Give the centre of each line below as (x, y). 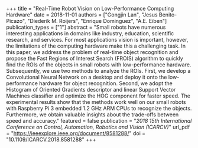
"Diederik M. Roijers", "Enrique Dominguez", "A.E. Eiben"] (97, 21)
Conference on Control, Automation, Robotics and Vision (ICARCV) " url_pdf (98, 127)
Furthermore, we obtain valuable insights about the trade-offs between (92, 115)
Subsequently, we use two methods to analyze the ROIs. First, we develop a (98, 71)
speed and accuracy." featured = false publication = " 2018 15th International (99, 121)
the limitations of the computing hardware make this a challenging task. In (96, 46)
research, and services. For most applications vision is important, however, (97, 40)
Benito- (168, 15)
